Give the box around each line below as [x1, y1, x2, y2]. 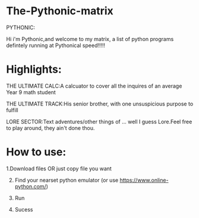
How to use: [6, 145, 67, 159]
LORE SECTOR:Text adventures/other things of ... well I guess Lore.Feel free [6, 118, 192, 125]
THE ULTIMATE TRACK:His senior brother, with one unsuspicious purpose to [6, 100, 194, 107]
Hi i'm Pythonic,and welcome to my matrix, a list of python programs [6, 35, 174, 42]
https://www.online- [119, 176, 169, 183]
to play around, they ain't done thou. [6, 124, 95, 132]
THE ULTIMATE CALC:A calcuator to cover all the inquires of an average [6, 82, 182, 89]
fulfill [6, 106, 19, 114]
